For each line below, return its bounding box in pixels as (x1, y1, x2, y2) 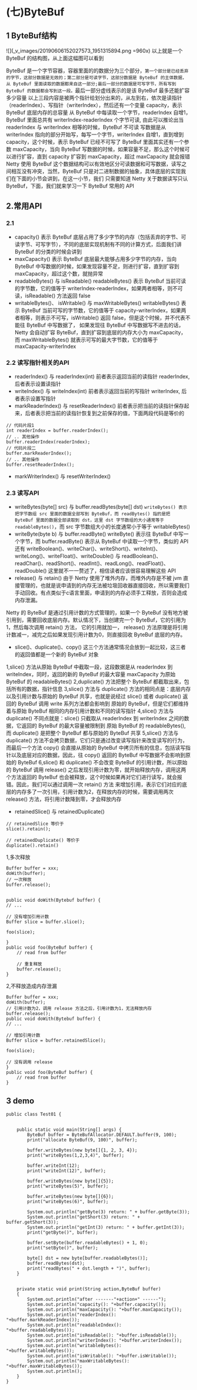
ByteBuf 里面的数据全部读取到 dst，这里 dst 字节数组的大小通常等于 (14, 518, 164, 523)
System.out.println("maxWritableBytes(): (27, 1358, 130, 1364)
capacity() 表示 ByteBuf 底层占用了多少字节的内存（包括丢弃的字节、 (14, 233, 181, 240)
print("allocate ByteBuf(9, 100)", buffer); (27, 1137, 138, 1143)
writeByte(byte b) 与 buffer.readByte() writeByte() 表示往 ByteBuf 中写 (14, 531, 184, 538)
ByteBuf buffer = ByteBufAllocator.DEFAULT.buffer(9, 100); (27, 1132, 177, 1138)
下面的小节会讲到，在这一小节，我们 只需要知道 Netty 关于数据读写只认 (16, 175, 188, 182)
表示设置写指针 (19, 395, 56, 402)
